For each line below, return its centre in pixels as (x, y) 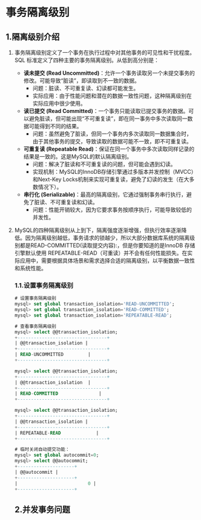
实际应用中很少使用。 (59, 103)
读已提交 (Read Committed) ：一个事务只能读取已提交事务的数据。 (106, 111)
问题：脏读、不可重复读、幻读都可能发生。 (86, 88)
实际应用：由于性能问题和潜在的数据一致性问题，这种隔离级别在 (112, 96)
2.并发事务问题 (42, 509)
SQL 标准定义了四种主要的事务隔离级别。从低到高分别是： (87, 60)
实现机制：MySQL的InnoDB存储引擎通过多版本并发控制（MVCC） (114, 172)
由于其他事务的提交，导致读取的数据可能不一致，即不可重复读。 (112, 141)
